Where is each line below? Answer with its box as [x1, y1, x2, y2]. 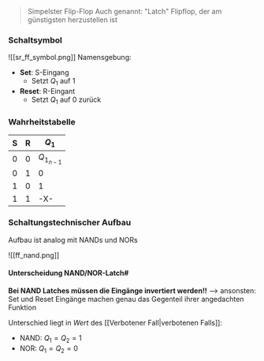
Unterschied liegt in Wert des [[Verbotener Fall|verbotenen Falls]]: [8, 318, 223, 327]
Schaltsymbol [8, 35, 63, 46]
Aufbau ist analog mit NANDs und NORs [8, 235, 138, 244]
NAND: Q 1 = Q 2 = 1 [19, 333, 82, 344]
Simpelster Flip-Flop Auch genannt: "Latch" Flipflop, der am [27, 7, 222, 16]
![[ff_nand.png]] [8, 250, 60, 259]
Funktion [8, 303, 37, 312]
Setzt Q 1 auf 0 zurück [31, 95, 102, 106]
